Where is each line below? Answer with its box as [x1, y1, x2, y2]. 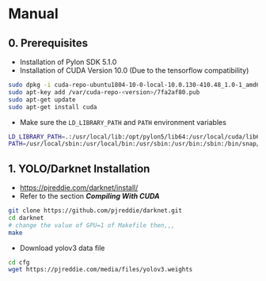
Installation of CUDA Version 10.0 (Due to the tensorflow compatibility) [19, 66, 249, 75]
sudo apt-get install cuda [8, 103, 97, 111]
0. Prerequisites [8, 36, 89, 50]
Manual [8, 5, 59, 23]
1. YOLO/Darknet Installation [8, 161, 150, 175]
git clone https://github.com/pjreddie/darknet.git [8, 207, 182, 215]
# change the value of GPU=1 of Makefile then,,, [8, 221, 176, 230]
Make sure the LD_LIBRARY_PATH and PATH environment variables [19, 117, 227, 127]
